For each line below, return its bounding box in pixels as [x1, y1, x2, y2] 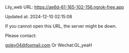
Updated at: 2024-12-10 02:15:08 [5, 14, 73, 19]
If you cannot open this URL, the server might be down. [5, 23, 117, 29]
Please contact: [5, 33, 37, 38]
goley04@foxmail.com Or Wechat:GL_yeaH [5, 42, 92, 48]
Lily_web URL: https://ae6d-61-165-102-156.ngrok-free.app [5, 4, 124, 10]
